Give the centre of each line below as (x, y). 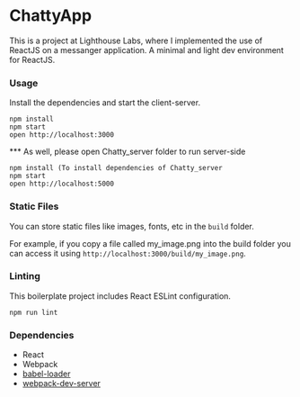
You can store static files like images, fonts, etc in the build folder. (132, 226)
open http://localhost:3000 (62, 135)
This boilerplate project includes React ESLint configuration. (120, 296)
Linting (25, 276)
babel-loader (46, 374)
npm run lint (34, 312)
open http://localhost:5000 (62, 184)
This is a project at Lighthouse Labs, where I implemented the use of (136, 41)
